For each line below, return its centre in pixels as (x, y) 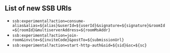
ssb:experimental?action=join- (45, 35)
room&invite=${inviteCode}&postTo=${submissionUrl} (68, 40)
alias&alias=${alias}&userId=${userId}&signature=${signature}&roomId (89, 25)
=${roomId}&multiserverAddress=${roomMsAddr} (61, 30)
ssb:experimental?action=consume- (49, 21)
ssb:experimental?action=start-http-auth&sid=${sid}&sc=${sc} (79, 45)
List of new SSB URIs (38, 8)
